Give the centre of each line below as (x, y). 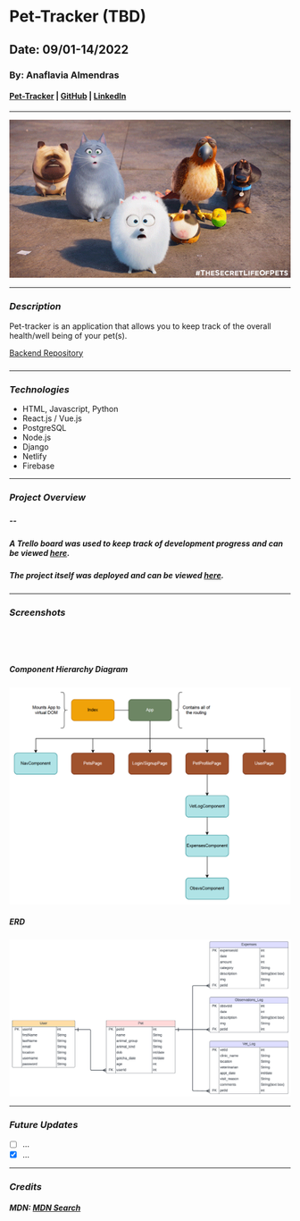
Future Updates (44, 1125)
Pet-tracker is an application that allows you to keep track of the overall (140, 326)
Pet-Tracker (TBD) (78, 17)
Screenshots (37, 612)
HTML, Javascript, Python (70, 409)
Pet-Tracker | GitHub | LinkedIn (68, 97)
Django (35, 447)
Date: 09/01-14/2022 (69, 50)
